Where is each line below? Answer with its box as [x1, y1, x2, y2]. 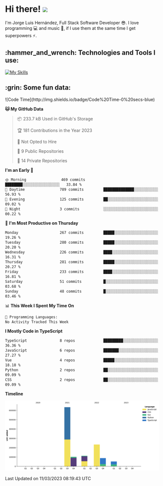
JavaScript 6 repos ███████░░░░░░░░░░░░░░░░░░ [5, 348, 159, 353]
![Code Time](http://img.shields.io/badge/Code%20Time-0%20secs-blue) [5, 96, 155, 102]
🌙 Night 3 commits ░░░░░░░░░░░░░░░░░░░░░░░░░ [5, 207, 159, 211]
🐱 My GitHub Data [5, 106, 44, 112]
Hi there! [5, 3, 41, 15]
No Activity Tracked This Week [5, 319, 69, 324]
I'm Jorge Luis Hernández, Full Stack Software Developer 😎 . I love [5, 20, 139, 25]
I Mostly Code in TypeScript [5, 328, 62, 334]
